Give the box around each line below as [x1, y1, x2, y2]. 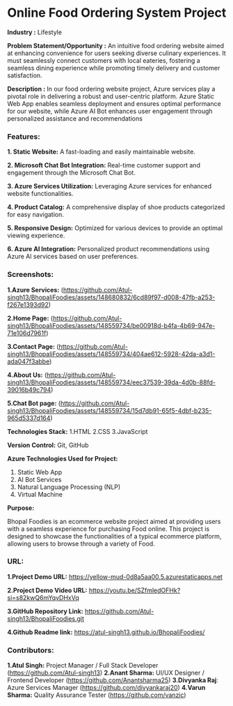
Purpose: [7, 504, 35, 512]
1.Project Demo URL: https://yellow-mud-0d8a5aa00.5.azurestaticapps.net [7, 572, 223, 580]
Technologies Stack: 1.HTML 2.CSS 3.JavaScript [7, 427, 148, 435]
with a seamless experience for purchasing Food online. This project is [7, 525, 210, 533]
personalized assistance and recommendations [7, 114, 143, 123]
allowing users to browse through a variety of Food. [7, 539, 155, 548]
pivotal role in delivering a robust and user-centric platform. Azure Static [7, 92, 214, 100]
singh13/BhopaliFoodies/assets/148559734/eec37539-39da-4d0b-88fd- [7, 378, 216, 386]
